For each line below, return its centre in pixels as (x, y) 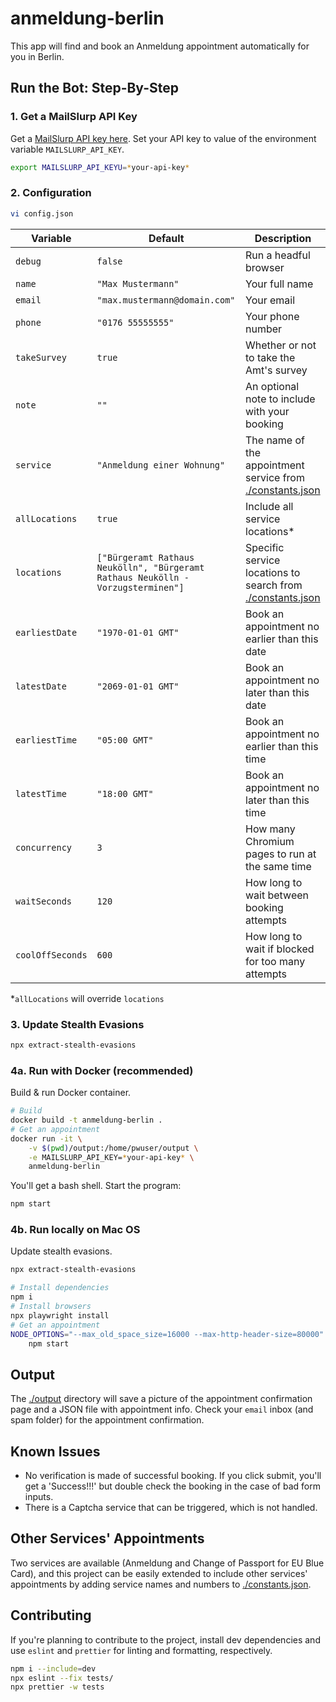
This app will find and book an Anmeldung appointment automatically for (160, 46)
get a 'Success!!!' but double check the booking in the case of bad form (172, 1486)
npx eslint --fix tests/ (62, 1678)
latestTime (41, 793)
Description (283, 238)
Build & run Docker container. (71, 1093)
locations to (273, 572)
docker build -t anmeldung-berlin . (86, 1120)
